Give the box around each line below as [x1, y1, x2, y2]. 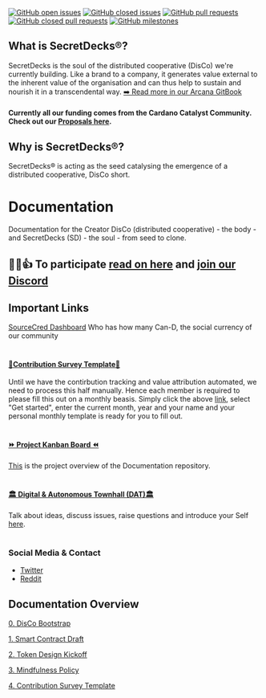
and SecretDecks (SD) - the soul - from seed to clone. [8, 233, 187, 243]
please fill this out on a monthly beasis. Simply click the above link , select [8, 394, 251, 404]
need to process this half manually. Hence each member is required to [8, 386, 240, 395]
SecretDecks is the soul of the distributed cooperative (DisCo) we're [8, 60, 234, 70]
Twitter [19, 565, 44, 575]
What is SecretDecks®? [8, 39, 128, 53]
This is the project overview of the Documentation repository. [8, 460, 211, 470]
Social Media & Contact [8, 547, 102, 558]
